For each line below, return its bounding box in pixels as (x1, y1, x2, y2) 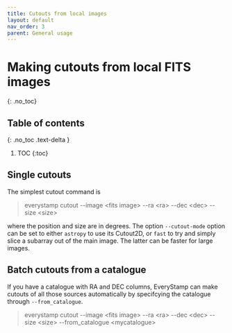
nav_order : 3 (7, 23, 45, 30)
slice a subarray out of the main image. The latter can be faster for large (7, 237, 213, 245)
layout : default (7, 17, 54, 24)
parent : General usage (7, 29, 73, 37)
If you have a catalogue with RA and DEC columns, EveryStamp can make (7, 282, 218, 291)
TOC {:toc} (17, 149, 49, 157)
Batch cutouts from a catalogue (7, 264, 147, 276)
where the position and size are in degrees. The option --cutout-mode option (7, 221, 226, 230)
